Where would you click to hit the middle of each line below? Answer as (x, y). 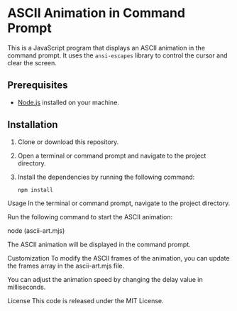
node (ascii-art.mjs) (36, 230)
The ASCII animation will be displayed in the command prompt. (99, 244)
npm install (35, 190)
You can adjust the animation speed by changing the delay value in (105, 279)
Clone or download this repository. (68, 142)
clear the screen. (32, 62)
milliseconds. (27, 287)
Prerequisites (38, 86)
